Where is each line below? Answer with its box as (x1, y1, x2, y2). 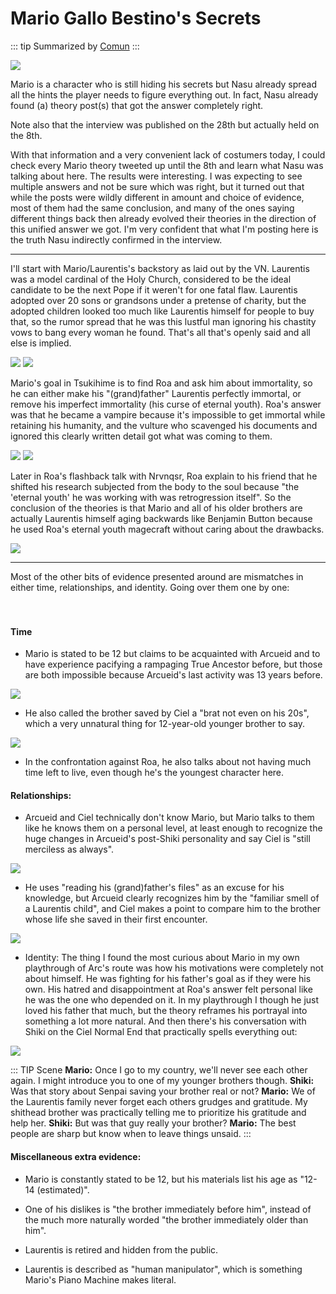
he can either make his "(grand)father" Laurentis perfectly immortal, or (10, 387, 302, 399)
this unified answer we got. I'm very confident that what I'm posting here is (10, 223, 319, 235)
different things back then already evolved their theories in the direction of (10, 212, 317, 224)
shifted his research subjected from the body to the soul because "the (10, 480, 300, 492)
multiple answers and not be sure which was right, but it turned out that (10, 180, 305, 192)
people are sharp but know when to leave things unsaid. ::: (10, 1128, 252, 1140)
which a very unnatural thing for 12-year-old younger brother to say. (24, 718, 306, 730)
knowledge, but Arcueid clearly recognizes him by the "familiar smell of (24, 892, 320, 904)
